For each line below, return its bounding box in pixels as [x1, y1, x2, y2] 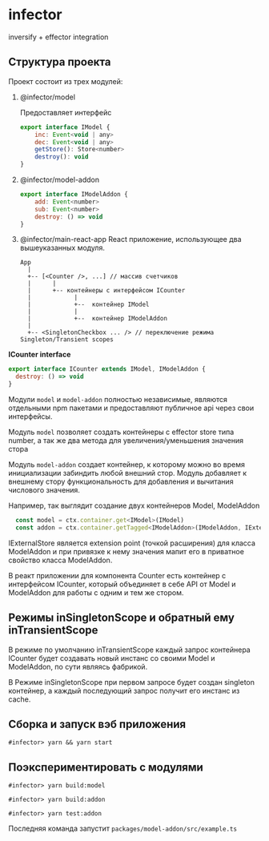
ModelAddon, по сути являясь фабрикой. [8, 662, 148, 671]
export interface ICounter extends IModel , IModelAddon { [8, 365, 206, 373]
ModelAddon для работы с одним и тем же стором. [8, 587, 184, 598]
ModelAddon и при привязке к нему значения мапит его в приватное [8, 546, 244, 556]
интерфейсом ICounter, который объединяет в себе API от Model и [8, 579, 236, 589]
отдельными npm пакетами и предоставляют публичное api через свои [8, 403, 255, 412]
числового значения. [8, 485, 80, 494]
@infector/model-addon [19, 175, 100, 184]
